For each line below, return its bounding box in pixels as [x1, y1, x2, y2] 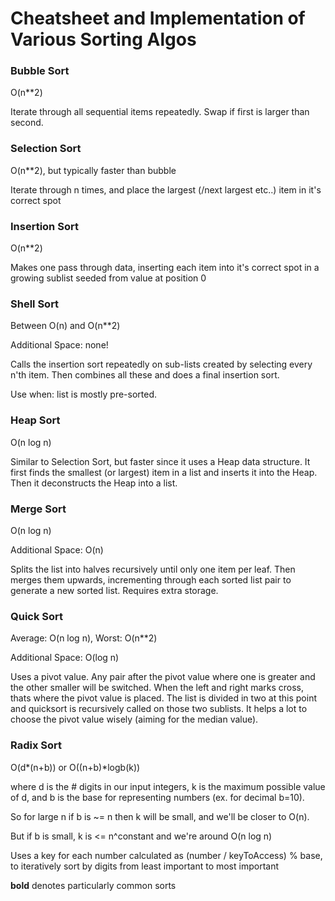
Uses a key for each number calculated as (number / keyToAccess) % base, [10, 849, 323, 861]
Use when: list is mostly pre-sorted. [10, 388, 158, 401]
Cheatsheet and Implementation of [10, 7, 306, 30]
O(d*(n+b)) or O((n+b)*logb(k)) [10, 761, 141, 773]
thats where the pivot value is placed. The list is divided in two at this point [10, 692, 317, 704]
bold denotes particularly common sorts [10, 879, 177, 891]
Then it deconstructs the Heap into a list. [10, 477, 178, 489]
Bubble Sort [10, 64, 70, 78]
